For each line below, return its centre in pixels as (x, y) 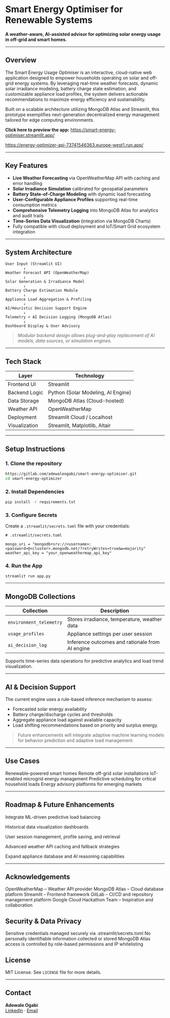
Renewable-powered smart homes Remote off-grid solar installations (77, 773)
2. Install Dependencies (35, 492)
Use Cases (23, 761)
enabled (14, 778)
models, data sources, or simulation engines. (65, 341)
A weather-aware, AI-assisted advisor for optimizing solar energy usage (83, 34)
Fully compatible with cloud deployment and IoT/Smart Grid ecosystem (86, 226)
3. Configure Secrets (31, 515)
